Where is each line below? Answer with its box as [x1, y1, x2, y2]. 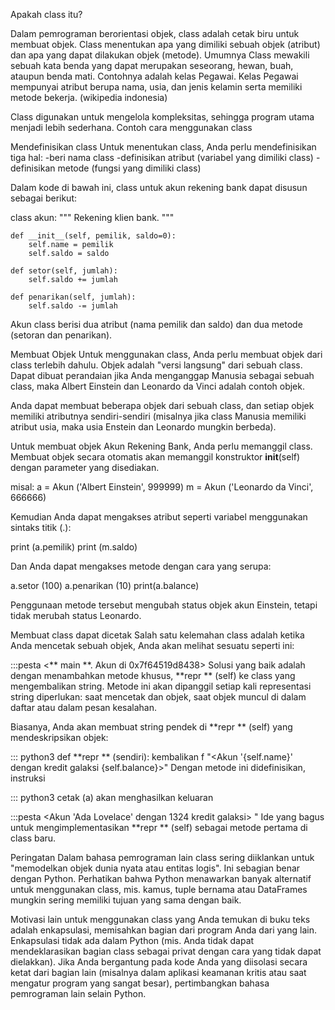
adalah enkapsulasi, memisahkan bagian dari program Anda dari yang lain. [10, 924, 317, 936]
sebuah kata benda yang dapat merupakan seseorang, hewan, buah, [10, 60, 294, 71]
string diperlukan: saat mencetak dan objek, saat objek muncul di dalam [10, 691, 307, 703]
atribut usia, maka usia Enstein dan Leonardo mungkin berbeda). [10, 421, 277, 433]
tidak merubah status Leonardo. [10, 610, 142, 621]
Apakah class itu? [10, 9, 83, 20]
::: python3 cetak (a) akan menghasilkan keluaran [10, 792, 214, 803]
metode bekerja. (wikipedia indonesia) [10, 92, 168, 103]
